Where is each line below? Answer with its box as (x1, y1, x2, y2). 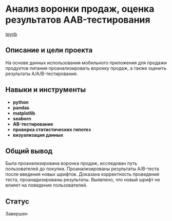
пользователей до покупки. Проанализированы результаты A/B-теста (5, 165, 159, 172)
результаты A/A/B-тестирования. (5, 70, 78, 77)
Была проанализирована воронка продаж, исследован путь (5, 160, 138, 167)
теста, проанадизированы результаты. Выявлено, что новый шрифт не (5, 177, 160, 183)
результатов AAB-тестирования (5, 14, 150, 26)
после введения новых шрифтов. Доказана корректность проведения (5, 171, 160, 177)
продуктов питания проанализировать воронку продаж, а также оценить (5, 65, 167, 71)
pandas (12, 104, 30, 110)
